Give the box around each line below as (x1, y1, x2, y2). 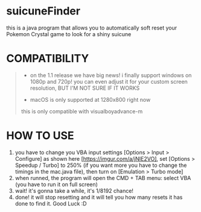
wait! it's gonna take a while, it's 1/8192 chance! (14, 187, 134, 194)
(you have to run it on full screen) (14, 181, 98, 188)
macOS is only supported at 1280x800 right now (30, 96, 151, 103)
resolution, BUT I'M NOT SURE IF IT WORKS (30, 84, 140, 92)
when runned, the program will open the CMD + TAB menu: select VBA (14, 174, 191, 181)
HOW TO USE (6, 129, 74, 143)
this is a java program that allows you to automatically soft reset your (6, 24, 177, 31)
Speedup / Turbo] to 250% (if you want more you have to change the (14, 161, 187, 169)
